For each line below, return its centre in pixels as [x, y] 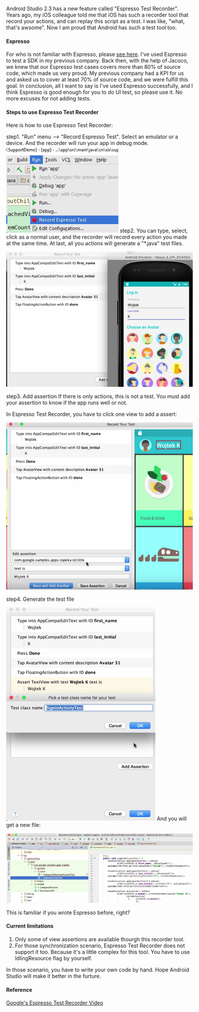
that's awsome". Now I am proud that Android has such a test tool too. [92, 27]
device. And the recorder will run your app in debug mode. [78, 143]
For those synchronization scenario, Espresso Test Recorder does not [100, 946]
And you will [172, 819]
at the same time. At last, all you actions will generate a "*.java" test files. [95, 244]
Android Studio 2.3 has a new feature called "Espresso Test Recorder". [92, 9]
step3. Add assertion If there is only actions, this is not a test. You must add [98, 396]
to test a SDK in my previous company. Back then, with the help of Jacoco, [97, 61]
